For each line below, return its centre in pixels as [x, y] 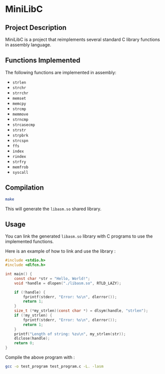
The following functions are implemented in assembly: [61, 72]
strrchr [20, 93]
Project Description [36, 28]
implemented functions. [29, 242]
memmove [20, 114]
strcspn [20, 140]
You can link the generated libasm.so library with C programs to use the [79, 236]
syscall [20, 172]
